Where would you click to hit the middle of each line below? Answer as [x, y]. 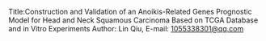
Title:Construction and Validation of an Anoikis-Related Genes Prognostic [130, 12]
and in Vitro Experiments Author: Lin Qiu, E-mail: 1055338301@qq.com [126, 29]
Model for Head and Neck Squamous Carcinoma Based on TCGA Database [133, 20]
